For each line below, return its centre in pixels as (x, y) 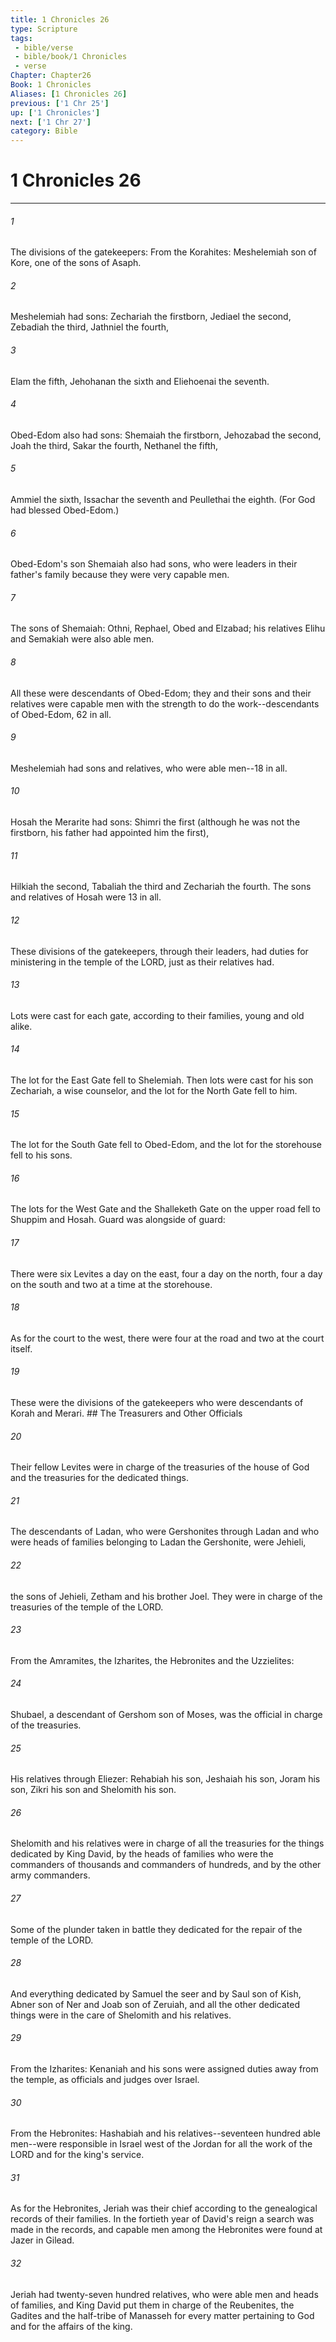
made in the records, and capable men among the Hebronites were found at (166, 2230)
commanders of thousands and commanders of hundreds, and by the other (166, 1865)
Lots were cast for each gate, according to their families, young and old (157, 1015)
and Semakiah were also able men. (82, 639)
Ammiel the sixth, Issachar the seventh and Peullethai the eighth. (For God (163, 500)
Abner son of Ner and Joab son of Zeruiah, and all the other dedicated (155, 2004)
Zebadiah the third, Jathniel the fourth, (90, 327)
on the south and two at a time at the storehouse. (111, 1284)
